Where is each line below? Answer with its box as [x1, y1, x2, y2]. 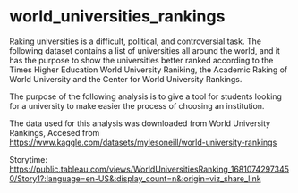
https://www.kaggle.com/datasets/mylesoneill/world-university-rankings [9, 137, 277, 147]
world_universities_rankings [9, 6, 226, 27]
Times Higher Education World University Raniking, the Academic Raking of [9, 64, 288, 75]
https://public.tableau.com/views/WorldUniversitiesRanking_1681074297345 [9, 164, 289, 174]
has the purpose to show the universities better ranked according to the [9, 55, 274, 65]
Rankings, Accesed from [9, 127, 100, 138]
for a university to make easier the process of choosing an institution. [9, 100, 265, 111]
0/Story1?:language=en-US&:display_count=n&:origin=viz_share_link [9, 172, 261, 184]
